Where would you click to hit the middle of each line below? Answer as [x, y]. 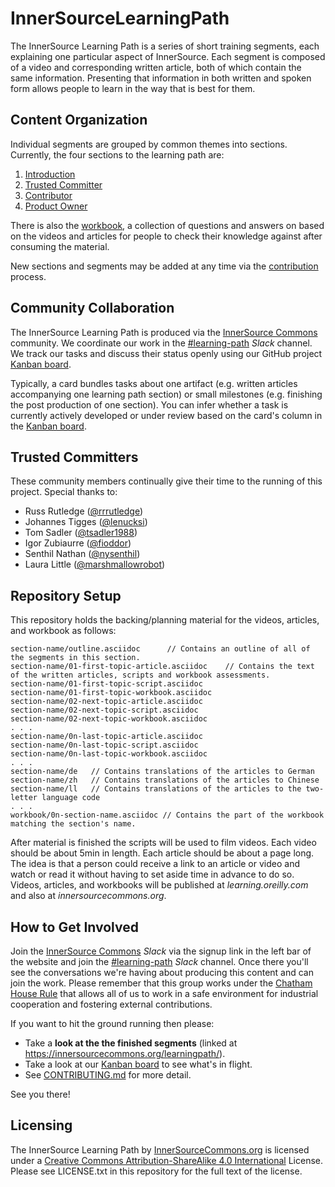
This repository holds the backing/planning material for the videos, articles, [165, 620]
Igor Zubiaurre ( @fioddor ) [78, 543]
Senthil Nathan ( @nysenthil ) [82, 554]
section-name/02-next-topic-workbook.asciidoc [109, 719]
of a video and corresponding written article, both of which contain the [156, 67]
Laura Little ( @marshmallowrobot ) [95, 564]
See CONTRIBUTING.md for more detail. [108, 1075]
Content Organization [79, 120]
